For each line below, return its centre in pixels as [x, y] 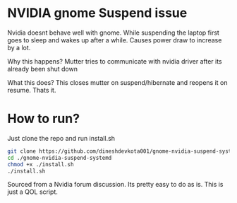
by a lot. [19, 47]
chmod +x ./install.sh [41, 164]
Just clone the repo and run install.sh [61, 138]
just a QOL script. [33, 192]
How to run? [43, 119]
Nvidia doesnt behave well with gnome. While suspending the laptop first [114, 33]
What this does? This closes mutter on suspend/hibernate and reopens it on [117, 82]
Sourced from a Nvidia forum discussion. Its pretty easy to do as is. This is [115, 185]
